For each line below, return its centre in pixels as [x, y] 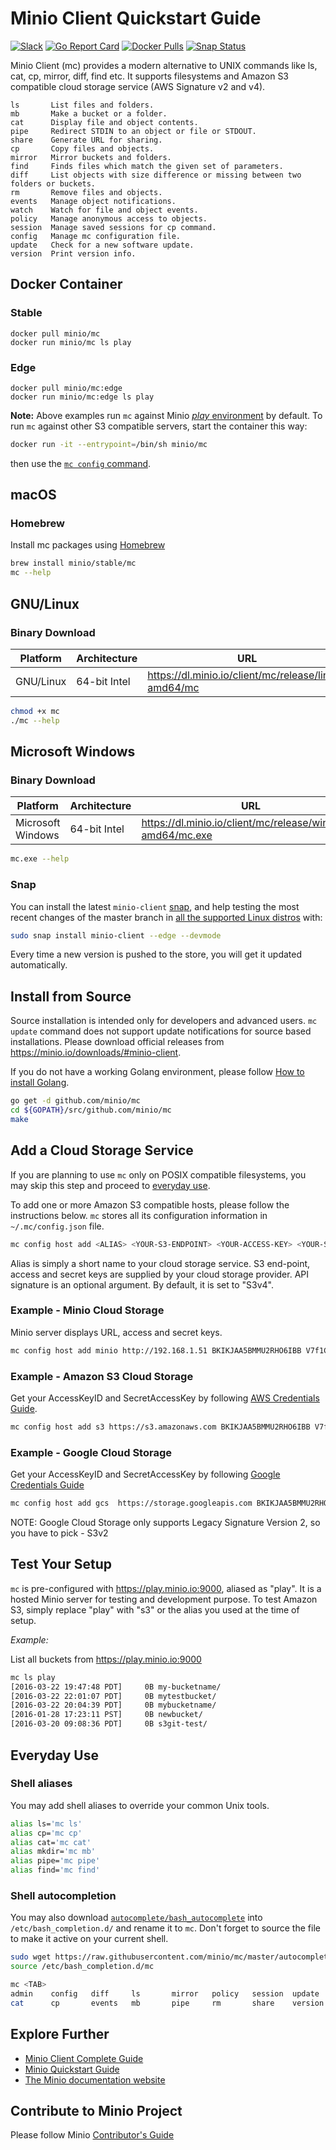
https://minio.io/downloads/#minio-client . [96, 1053]
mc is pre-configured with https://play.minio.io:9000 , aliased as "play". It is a [166, 1588]
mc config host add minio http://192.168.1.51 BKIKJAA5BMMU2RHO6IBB [156, 1350]
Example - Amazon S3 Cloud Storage [102, 1376]
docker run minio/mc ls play [71, 342]
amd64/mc [173, 687]
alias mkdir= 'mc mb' [53, 1852]
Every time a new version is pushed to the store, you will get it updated [156, 954]
